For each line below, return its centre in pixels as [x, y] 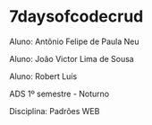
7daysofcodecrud [76, 17]
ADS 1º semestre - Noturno [59, 94]
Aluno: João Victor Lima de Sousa [72, 58]
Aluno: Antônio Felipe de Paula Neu [74, 41]
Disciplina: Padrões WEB [55, 111]
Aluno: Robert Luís [43, 76]
